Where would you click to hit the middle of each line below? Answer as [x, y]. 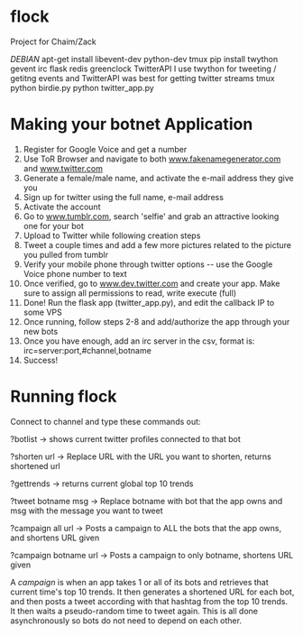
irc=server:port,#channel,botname [87, 350]
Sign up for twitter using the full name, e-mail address [124, 197]
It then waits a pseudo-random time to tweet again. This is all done [134, 611]
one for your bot [53, 225]
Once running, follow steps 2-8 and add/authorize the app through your [156, 321]
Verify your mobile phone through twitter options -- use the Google [148, 264]
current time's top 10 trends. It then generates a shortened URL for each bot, [152, 592]
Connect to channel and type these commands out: [106, 421]
